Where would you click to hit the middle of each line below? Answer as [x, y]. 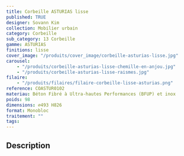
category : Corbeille [32, 34]
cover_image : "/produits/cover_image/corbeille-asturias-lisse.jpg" [92, 56]
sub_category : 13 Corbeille [41, 39]
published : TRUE [26, 17]
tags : [13, 122]
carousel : [18, 61]
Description [28, 145]
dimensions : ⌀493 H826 [34, 105]
